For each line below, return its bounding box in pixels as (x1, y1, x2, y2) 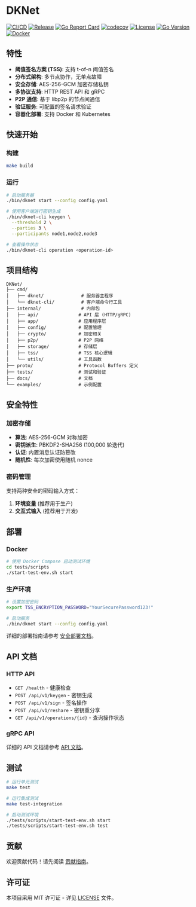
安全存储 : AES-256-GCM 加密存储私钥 (14, 80, 109, 87)
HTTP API (6, 670, 35, 678)
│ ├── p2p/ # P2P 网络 (6, 337, 104, 344)
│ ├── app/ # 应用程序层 (6, 318, 106, 325)
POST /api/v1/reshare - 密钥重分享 (14, 707, 100, 714)
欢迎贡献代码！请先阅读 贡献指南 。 (6, 858, 91, 865)
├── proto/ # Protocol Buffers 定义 (6, 363, 139, 369)
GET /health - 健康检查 (14, 684, 71, 691)
